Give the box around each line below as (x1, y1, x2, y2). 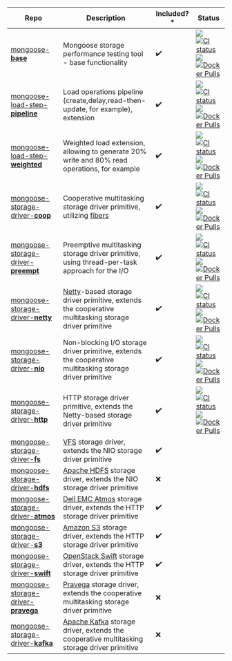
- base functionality (63, 58, 128, 67)
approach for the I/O (63, 266, 129, 275)
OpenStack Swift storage (63, 551, 144, 561)
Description (86, 13, 126, 23)
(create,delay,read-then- (63, 96, 146, 105)
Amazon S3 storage (63, 523, 128, 532)
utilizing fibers (63, 211, 109, 220)
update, (63, 104, 88, 113)
